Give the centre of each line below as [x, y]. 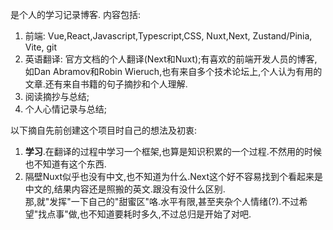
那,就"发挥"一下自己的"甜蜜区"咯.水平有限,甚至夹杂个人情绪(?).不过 [162, 201]
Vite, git [40, 47]
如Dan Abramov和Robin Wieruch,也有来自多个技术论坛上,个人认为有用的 [173, 71]
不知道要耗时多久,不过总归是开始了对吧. [170, 214]
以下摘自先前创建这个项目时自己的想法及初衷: [104, 130]
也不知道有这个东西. [65, 164]
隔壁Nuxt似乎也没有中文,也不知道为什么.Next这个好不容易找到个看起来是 [174, 176]
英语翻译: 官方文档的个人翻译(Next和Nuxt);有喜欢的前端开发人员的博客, [171, 59]
